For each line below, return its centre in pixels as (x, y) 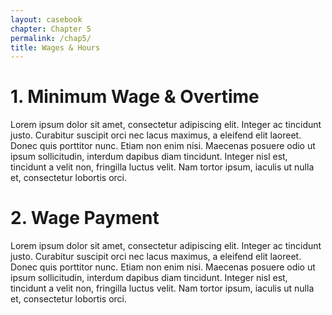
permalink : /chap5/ (51, 38)
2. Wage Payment (85, 218)
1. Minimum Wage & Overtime (135, 97)
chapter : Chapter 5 (51, 29)
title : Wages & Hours (55, 47)
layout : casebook (46, 19)
